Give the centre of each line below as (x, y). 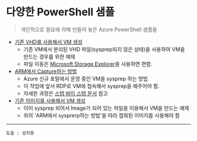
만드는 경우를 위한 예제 (49, 56)
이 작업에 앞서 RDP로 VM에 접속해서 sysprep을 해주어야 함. (91, 86)
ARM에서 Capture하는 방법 (46, 71)
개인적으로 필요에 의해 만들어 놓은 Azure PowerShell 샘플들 (89, 29)
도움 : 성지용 (20, 133)
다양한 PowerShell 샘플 (60, 12)
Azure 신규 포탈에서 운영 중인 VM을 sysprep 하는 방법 (86, 78)
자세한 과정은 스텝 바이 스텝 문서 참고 (66, 93)
